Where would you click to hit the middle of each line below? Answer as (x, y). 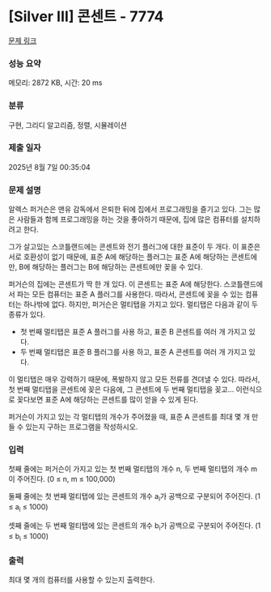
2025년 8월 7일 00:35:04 (49, 167)
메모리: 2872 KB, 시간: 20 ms (55, 83)
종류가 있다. (27, 315)
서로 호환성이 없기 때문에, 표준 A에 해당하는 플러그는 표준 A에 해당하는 (119, 257)
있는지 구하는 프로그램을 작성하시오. (82, 427)
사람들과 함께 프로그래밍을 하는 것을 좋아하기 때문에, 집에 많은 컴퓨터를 (128, 219)
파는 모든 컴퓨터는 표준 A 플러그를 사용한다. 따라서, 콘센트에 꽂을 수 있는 (130, 294)
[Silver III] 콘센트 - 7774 (86, 17)
